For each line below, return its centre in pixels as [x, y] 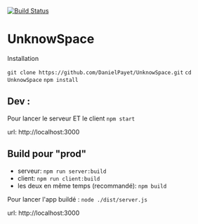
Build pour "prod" [47, 154]
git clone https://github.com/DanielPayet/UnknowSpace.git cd [99, 72]
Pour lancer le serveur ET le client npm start [71, 118]
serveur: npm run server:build [62, 171]
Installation [23, 58]
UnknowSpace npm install [43, 80]
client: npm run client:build [59, 178]
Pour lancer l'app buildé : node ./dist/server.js [77, 199]
